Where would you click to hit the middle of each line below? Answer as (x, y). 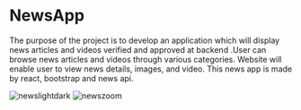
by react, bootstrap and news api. (71, 78)
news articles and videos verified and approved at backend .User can (138, 49)
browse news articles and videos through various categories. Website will (146, 59)
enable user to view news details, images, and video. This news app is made (151, 69)
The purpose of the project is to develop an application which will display (145, 40)
